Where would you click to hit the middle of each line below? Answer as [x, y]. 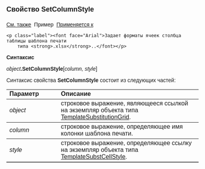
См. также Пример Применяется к [50, 25]
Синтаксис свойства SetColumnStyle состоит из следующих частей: [91, 80]
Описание [76, 94]
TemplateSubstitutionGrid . [96, 117]
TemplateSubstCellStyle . [94, 157]
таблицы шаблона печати [37, 41]
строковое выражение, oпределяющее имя [122, 127]
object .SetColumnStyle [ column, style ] [52, 69]
